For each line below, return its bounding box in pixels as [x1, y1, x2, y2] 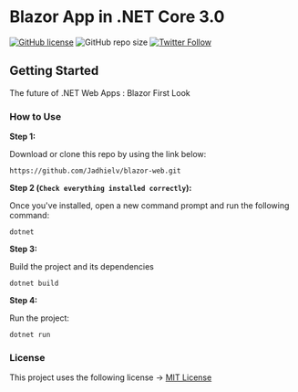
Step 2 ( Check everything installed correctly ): [9, 183, 192, 194]
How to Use [9, 110, 62, 122]
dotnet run [9, 331, 51, 340]
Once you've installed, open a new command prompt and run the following [9, 200, 290, 211]
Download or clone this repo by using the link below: [9, 149, 207, 160]
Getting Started [9, 63, 99, 79]
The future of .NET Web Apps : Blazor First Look [9, 87, 190, 98]
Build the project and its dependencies [9, 261, 155, 272]
